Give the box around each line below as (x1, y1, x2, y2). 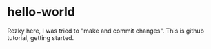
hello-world (7, 4, 76, 20)
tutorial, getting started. (7, 33, 74, 42)
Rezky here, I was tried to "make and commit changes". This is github (7, 27, 205, 35)
